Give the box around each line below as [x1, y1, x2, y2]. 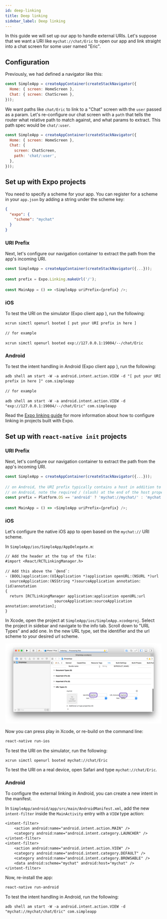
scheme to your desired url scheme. [5, 633, 80, 639]
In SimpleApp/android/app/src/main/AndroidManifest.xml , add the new [5, 805, 150, 811]
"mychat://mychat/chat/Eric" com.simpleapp [5, 909, 97, 915]
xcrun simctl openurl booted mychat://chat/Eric [5, 758, 108, 763]
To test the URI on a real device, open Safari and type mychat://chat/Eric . [5, 767, 158, 773]
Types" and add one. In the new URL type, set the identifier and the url [5, 628, 150, 634]
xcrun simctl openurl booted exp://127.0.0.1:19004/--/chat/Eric [5, 341, 143, 346]
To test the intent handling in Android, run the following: [5, 894, 119, 900]
